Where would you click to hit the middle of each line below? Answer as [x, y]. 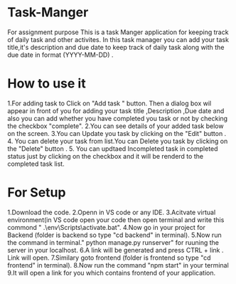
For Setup [37, 193]
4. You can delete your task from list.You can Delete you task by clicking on [118, 141]
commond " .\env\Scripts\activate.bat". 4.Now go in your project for [107, 227]
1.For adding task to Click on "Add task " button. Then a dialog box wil [109, 103]
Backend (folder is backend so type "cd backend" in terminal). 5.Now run [114, 235]
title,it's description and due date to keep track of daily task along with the [116, 47]
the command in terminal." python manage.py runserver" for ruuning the [113, 242]
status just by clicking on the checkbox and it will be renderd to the [106, 156]
